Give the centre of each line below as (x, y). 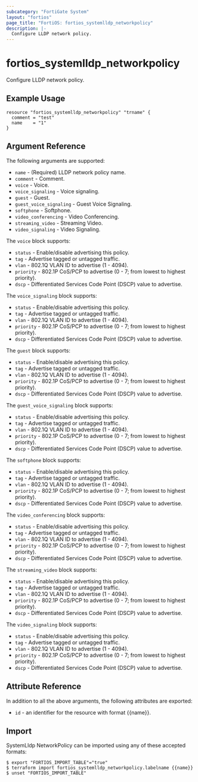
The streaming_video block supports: (52, 570)
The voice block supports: (38, 241)
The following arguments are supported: (56, 160)
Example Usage (36, 99)
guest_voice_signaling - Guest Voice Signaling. (73, 204)
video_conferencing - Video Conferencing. (67, 217)
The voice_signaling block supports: (52, 295)
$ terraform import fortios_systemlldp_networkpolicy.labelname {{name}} (100, 768)
